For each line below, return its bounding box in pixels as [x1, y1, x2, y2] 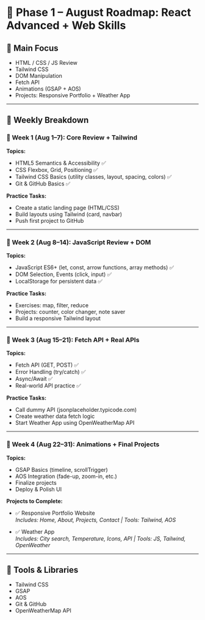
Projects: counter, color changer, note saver [15, 308, 126, 315]
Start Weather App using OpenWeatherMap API [15, 419, 135, 427]
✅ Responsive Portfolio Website [15, 509, 96, 517]
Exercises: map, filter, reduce [15, 301, 89, 308]
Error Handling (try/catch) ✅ [15, 368, 86, 376]
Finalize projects [15, 479, 57, 486]
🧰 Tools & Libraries [6, 564, 79, 575]
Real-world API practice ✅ [15, 382, 81, 389]
